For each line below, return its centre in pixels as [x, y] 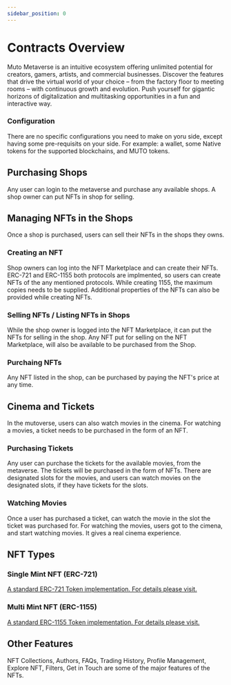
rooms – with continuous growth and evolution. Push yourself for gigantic [111, 89]
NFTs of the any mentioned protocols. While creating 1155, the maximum [110, 282]
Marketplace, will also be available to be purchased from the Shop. [102, 345]
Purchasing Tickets [40, 448]
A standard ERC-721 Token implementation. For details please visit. [102, 589]
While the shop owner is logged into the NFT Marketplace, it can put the [109, 330]
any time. [20, 385]
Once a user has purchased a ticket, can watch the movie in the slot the [109, 518]
